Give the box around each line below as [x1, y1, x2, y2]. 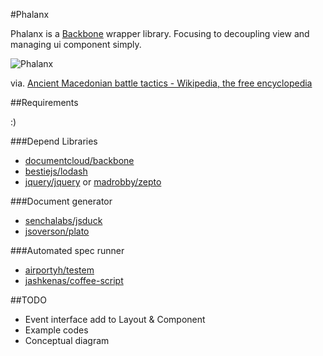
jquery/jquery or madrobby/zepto [24, 176, 162, 188]
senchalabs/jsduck [24, 215, 103, 226]
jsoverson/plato [24, 225, 90, 237]
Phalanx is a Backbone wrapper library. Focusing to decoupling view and [10, 28, 310, 39]
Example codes [24, 324, 89, 336]
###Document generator [10, 195, 113, 207]
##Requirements [10, 97, 79, 108]
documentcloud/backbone [24, 155, 135, 166]
